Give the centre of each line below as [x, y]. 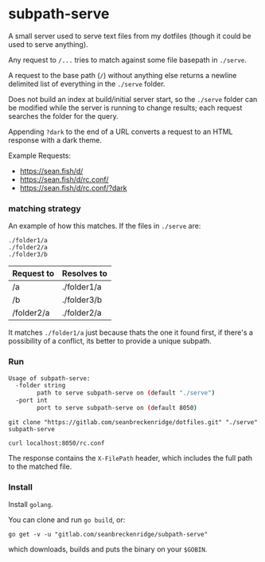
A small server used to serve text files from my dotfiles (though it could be [130, 36]
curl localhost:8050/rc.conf [57, 443]
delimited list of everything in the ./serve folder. [87, 84]
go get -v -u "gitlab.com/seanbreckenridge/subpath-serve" [108, 535]
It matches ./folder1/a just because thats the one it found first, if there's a [131, 332]
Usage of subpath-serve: [49, 378]
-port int [31, 401]
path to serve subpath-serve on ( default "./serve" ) [126, 393]
